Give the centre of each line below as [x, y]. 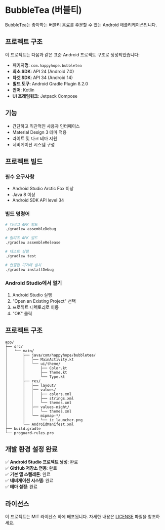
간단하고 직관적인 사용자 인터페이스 [46, 126]
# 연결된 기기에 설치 [23, 265]
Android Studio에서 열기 [34, 283]
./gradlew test [21, 256]
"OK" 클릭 [22, 313]
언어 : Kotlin [23, 90]
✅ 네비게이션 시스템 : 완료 [29, 481]
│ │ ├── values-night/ [37, 407]
